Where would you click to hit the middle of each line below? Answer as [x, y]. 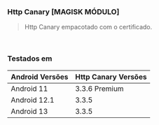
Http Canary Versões [111, 77]
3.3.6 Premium [99, 89]
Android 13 [29, 111]
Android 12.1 [33, 100]
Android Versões [40, 77]
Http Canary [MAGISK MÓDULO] [63, 12]
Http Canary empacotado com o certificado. [88, 27]
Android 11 [29, 89]
